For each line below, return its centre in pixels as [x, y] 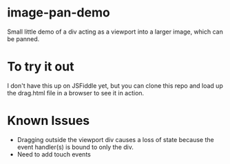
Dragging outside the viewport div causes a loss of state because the [116, 139]
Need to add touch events [54, 154]
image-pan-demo [59, 13]
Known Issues [49, 121]
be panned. [23, 38]
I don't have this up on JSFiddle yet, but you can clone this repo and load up [115, 85]
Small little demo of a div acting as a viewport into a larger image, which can [115, 32]
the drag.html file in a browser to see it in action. [76, 93]
